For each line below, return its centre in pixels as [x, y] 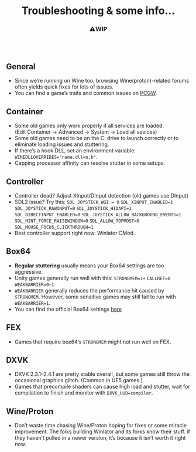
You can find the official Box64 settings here [68, 309]
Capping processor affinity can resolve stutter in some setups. [90, 163]
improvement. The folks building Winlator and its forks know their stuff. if [102, 431]
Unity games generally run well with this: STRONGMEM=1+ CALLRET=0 [92, 278]
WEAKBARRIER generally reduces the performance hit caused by [90, 290]
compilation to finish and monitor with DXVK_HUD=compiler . [84, 393]
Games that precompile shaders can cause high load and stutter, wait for [102, 387]
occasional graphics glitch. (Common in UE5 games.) [79, 380]
